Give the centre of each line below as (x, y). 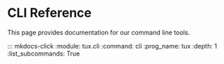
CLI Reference (49, 13)
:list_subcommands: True (44, 53)
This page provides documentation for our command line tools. (99, 32)
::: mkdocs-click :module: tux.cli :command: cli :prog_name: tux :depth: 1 (112, 46)
